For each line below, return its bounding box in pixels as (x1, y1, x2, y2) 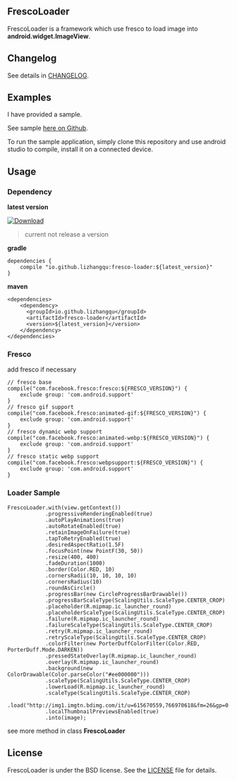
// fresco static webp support (7, 453, 99, 460)
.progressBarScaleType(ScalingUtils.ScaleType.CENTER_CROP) (44, 597, 226, 604)
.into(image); (44, 714, 87, 721)
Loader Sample (7, 488, 61, 498)
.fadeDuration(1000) (44, 559, 106, 567)
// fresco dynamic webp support (7, 429, 102, 436)
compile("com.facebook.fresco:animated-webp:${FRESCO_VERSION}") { (7, 434, 210, 442)
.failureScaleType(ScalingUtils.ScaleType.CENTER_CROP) (44, 621, 213, 628)
